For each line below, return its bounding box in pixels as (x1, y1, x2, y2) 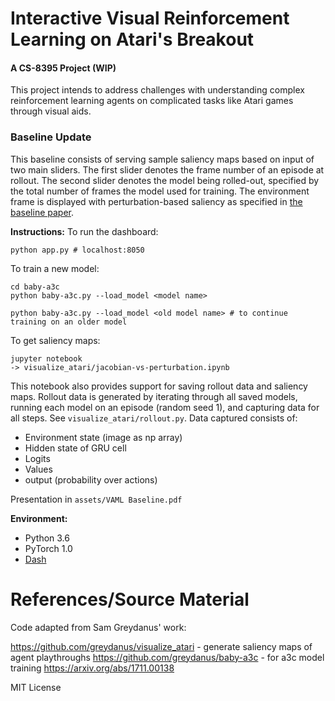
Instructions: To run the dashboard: (10, 225, 159, 237)
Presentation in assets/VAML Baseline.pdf (10, 493, 183, 505)
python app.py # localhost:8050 (10, 245, 145, 255)
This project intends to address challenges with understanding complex (10, 84, 305, 96)
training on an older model (10, 317, 128, 327)
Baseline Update (10, 130, 92, 144)
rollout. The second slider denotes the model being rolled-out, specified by (10, 174, 320, 186)
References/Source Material (10, 588, 250, 611)
